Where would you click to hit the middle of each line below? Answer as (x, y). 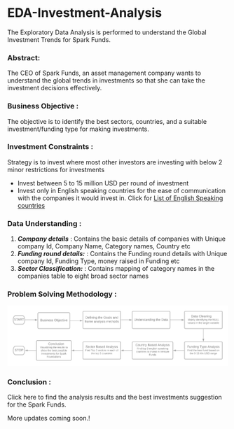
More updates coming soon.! (49, 419)
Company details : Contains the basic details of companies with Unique (122, 239)
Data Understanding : (44, 223)
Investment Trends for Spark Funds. (59, 39)
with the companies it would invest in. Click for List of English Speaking (120, 198)
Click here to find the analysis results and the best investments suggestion (115, 398)
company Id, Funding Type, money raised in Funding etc (98, 261)
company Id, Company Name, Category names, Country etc (104, 246)
